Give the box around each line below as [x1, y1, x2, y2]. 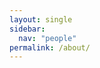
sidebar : [9, 24, 46, 34]
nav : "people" [18, 33, 77, 43]
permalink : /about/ [9, 42, 91, 53]
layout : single [9, 14, 73, 25]
